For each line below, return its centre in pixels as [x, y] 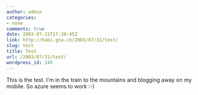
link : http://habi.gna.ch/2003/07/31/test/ [62, 40]
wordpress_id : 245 [30, 62]
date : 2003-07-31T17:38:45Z [42, 34]
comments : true [26, 29]
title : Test [21, 51]
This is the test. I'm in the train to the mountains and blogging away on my [99, 80]
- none [15, 23]
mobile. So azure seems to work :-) [50, 86]
